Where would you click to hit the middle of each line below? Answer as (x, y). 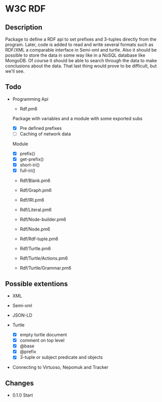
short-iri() (30, 165)
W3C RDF (25, 9)
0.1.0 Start (23, 395)
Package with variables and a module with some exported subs (78, 118)
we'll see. (15, 71)
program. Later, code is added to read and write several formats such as (79, 45)
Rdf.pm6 (28, 109)
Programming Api (30, 99)
